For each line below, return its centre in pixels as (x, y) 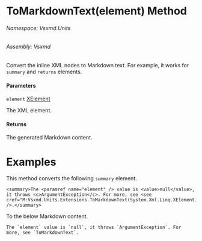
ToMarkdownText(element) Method (97, 11)
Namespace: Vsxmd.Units (38, 28)
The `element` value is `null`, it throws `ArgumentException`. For (94, 227)
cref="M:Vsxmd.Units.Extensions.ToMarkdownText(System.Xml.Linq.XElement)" (103, 200)
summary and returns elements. (44, 72)
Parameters (21, 85)
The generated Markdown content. (49, 138)
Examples (31, 162)
